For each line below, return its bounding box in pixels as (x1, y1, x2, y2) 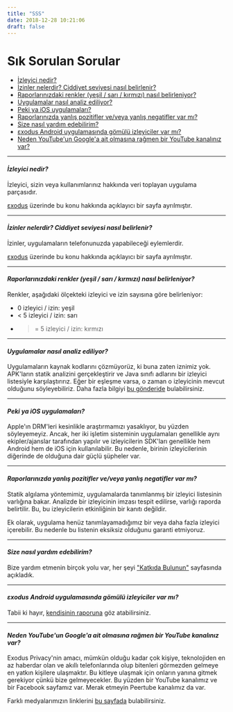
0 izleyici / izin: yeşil (17, 304, 75, 312)
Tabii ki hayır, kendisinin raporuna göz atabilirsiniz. (7, 608, 151, 617)
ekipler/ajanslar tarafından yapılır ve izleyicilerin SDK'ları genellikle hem (7, 437, 211, 445)
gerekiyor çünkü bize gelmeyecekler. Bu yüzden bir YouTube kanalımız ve (7, 676, 218, 684)
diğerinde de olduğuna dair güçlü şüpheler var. (7, 452, 141, 461)
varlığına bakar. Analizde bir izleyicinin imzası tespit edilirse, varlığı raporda (7, 497, 221, 506)
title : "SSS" (7, 10, 45, 17)
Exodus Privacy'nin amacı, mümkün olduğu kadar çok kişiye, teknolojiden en (7, 654, 225, 662)
